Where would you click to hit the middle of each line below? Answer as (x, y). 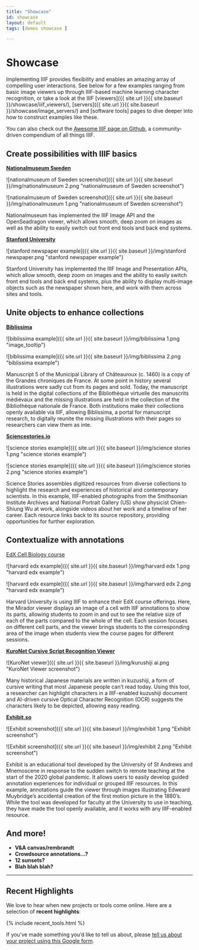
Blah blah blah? (34, 867)
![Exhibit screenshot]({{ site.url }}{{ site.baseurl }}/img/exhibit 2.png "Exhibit (99, 746)
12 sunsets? (30, 860)
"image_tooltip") (26, 345)
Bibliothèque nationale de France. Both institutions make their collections (95, 405)
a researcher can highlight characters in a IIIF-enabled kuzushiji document (97, 693)
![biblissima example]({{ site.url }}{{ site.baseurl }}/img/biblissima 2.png (94, 356)
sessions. (18, 639)
